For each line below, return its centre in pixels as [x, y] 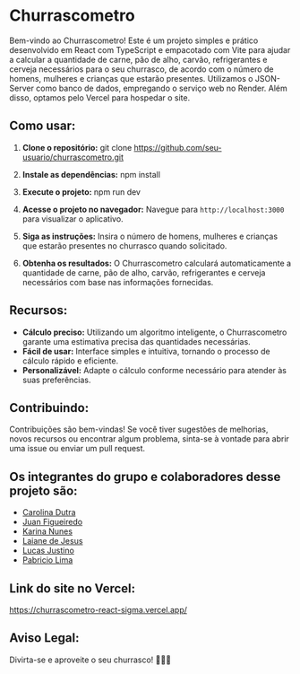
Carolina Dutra [49, 512]
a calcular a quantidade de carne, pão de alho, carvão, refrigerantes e [138, 59]
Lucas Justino [48, 551]
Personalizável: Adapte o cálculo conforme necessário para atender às [154, 370]
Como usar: [43, 126]
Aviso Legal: [44, 638]
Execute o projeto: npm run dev [81, 192]
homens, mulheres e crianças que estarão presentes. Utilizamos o [131, 78]
